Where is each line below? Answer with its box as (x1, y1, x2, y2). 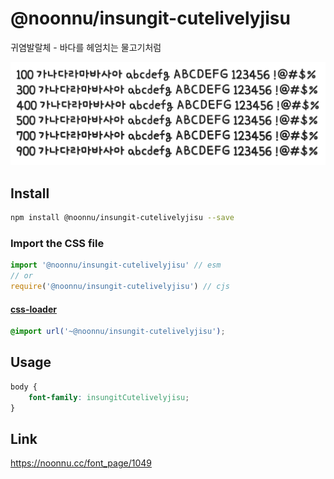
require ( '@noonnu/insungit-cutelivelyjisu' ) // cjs (10, 282, 230, 292)
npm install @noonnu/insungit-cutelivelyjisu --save (10, 213, 235, 223)
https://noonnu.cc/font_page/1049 (10, 457, 152, 469)
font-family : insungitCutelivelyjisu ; (28, 392, 190, 402)
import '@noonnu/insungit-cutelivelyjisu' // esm (10, 260, 222, 271)
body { (10, 382, 38, 392)
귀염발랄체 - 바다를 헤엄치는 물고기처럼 (10, 41, 162, 53)
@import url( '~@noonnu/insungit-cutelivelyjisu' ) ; (10, 327, 226, 337)
